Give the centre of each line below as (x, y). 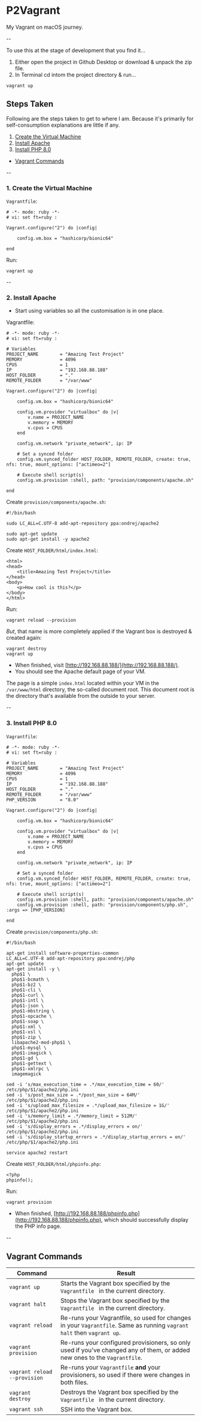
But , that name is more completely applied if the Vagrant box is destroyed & (99, 631)
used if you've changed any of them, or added (125, 1350)
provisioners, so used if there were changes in (125, 1375)
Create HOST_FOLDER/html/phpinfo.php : (54, 1164)
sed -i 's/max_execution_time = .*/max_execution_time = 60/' (85, 1084)
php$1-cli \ (27, 990)
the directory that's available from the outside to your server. (81, 696)
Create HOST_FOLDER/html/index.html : (52, 550)
